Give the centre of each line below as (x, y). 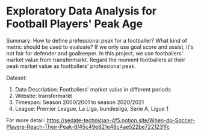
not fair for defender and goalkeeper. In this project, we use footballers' (95, 53)
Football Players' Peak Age (75, 24)
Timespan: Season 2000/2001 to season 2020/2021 (79, 102)
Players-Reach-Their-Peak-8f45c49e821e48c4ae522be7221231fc (88, 126)
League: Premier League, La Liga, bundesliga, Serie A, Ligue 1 (91, 108)
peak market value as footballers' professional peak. (71, 66)
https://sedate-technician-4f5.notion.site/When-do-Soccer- (121, 120)
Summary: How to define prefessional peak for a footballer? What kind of (97, 40)
